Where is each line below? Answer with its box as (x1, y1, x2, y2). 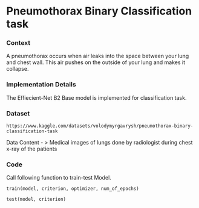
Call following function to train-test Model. (6, 174, 112, 181)
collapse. (6, 65, 29, 73)
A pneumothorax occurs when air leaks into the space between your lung (6, 53, 189, 60)
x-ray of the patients (6, 145, 57, 152)
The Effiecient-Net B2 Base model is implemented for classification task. (6, 94, 187, 101)
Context (6, 39, 31, 47)
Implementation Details (6, 80, 77, 89)
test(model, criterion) (6, 197, 67, 203)
